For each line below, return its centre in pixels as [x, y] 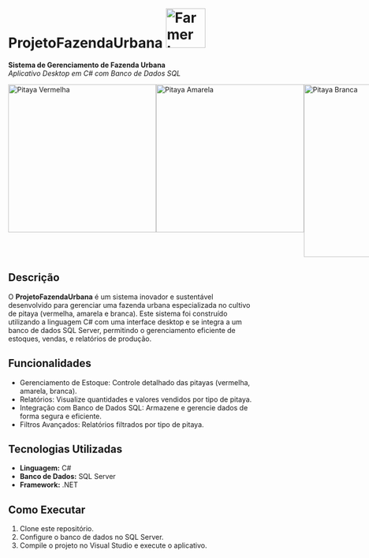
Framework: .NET [49, 485]
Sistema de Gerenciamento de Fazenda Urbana [87, 65]
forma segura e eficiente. [61, 416]
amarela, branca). [48, 391]
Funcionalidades [50, 363]
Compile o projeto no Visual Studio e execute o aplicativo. [113, 545]
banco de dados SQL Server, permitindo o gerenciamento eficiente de [122, 330]
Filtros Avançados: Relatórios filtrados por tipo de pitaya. [112, 424]
